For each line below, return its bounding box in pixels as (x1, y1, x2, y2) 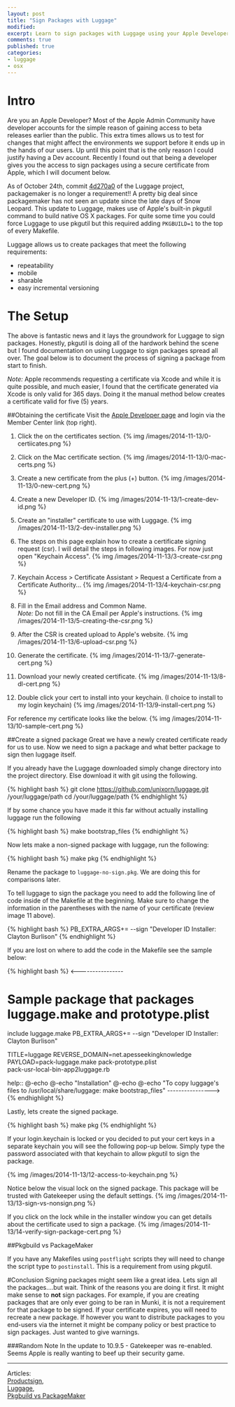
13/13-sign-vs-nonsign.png (7, 1199, 85, 1208)
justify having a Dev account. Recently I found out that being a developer (7, 153, 218, 161)
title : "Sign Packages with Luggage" (7, 17, 117, 24)
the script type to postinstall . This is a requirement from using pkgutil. (7, 1262, 213, 1271)
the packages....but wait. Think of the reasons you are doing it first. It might (7, 1283, 225, 1292)
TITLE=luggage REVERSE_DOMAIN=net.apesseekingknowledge (7, 1051, 192, 1059)
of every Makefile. (7, 226, 59, 235)
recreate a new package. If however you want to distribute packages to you (7, 1313, 225, 1321)
